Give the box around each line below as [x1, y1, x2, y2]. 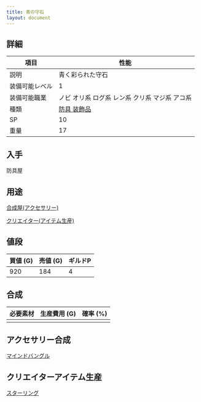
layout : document [6, 15, 51, 21]
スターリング [6, 389, 39, 396]
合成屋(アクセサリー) [6, 204, 59, 211]
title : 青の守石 [6, 9, 44, 15]
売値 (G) [39, 256, 63, 265]
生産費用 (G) [40, 309, 76, 318]
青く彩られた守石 [58, 71, 109, 79]
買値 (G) [9, 256, 33, 265]
